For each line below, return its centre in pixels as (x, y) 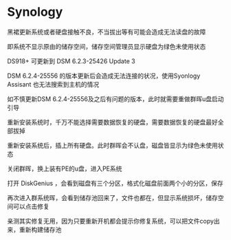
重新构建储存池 (40, 229)
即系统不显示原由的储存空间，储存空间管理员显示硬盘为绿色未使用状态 (107, 46)
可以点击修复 (31, 206)
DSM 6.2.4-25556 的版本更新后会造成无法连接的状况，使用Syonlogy (104, 76)
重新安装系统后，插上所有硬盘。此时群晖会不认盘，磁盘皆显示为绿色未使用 (112, 145)
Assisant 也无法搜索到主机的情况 (53, 84)
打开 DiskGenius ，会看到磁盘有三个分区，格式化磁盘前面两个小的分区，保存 (115, 183)
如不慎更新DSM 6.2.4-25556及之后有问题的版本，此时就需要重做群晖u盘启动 (115, 99)
